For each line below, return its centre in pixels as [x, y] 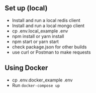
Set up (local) [26, 8]
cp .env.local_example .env [40, 31]
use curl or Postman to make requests [51, 52]
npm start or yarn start [35, 41]
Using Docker [26, 68]
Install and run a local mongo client [48, 25]
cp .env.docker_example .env [42, 80]
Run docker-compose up [36, 85]
